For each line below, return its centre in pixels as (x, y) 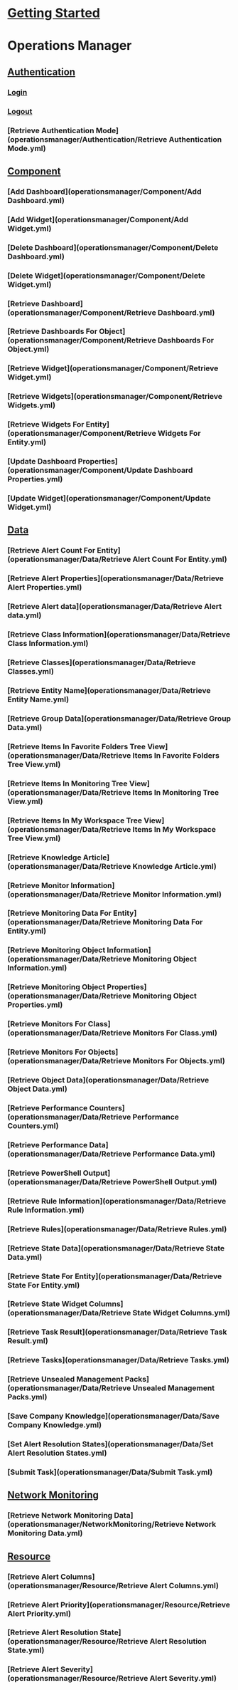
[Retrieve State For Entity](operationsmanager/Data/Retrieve (115, 1276)
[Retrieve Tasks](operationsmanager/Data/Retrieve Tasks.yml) (118, 1360)
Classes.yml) (31, 672)
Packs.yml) (27, 1397)
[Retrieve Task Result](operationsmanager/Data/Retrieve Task (117, 1332)
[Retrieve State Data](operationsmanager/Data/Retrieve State (116, 1248)
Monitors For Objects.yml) (179, 1061)
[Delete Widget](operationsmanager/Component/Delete (107, 276)
